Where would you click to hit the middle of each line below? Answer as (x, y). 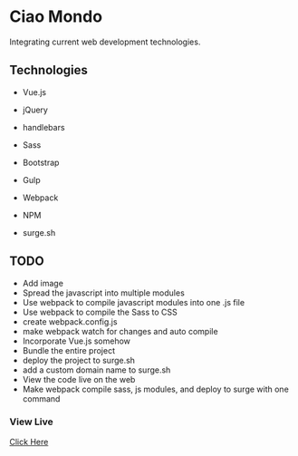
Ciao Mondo (56, 17)
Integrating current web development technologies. (105, 42)
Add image (43, 283)
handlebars (43, 127)
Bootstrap (41, 162)
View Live (31, 422)
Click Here (29, 441)
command (41, 398)
